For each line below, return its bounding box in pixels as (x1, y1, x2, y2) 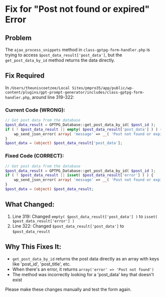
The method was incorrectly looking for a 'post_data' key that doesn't (12, 271, 154, 277)
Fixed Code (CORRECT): (5, 152, 64, 159)
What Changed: (5, 200, 55, 209)
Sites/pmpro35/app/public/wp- (72, 85, 134, 90)
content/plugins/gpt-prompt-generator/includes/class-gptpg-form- (5, 90, 145, 95)
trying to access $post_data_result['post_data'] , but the (5, 52, 123, 58)
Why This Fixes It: (5, 243, 62, 251)
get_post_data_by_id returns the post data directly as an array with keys (12, 255, 160, 261)
